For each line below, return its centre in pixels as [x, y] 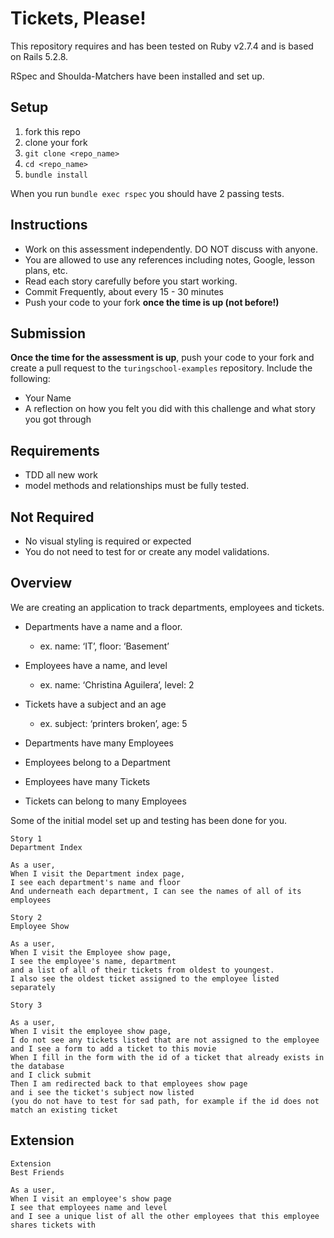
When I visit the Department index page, [98, 873]
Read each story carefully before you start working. [131, 281]
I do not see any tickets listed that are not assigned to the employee [165, 1040]
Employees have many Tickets [87, 781]
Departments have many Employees [99, 743]
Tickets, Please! [78, 18]
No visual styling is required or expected [108, 541]
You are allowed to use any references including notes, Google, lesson [169, 259]
